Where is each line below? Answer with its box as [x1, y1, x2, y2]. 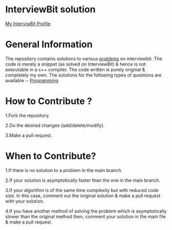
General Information [5, 39, 93, 50]
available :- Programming [5, 77, 59, 83]
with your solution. [5, 198, 45, 204]
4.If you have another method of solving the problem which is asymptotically [5, 208, 167, 214]
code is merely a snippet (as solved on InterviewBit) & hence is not [5, 61, 146, 67]
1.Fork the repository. [5, 112, 50, 119]
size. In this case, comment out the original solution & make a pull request [5, 193, 161, 199]
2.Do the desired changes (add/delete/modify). [5, 122, 105, 128]
